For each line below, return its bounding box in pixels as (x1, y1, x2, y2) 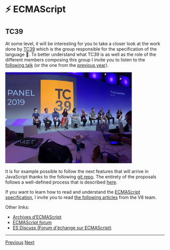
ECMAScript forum (12, 220, 52, 226)
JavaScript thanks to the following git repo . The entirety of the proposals (5, 174, 157, 180)
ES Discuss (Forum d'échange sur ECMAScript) (12, 225, 112, 231)
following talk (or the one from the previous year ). (5, 62, 109, 68)
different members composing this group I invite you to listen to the (5, 57, 145, 63)
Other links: (5, 204, 29, 210)
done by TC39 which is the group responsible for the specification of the (5, 46, 157, 52)
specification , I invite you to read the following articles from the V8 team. (5, 194, 157, 200)
